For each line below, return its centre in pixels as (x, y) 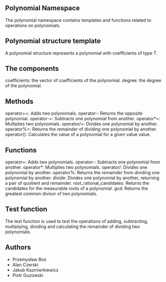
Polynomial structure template (53, 41)
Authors (18, 247)
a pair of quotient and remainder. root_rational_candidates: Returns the (77, 183)
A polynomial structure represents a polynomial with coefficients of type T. (81, 53)
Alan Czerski (25, 265)
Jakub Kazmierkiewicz (35, 270)
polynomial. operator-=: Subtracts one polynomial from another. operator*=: (83, 119)
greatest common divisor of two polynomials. (51, 194)
